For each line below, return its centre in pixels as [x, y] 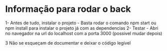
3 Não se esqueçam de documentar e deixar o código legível [68, 43]
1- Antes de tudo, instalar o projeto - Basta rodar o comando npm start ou [81, 23]
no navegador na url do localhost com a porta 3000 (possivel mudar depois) [84, 33]
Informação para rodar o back [68, 9]
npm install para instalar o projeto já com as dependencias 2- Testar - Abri [82, 28]
